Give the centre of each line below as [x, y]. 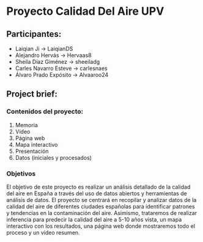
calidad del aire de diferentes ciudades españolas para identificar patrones [101, 206]
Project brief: [32, 94]
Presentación [32, 151]
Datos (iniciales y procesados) [53, 157]
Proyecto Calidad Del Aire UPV [85, 11]
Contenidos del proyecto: [45, 112]
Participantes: [34, 34]
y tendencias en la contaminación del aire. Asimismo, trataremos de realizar [102, 213]
